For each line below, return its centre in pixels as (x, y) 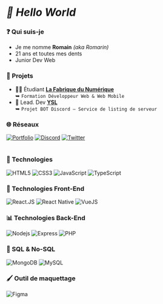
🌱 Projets (20, 76)
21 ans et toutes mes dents (48, 54)
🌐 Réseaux (23, 124)
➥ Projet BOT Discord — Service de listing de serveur (86, 108)
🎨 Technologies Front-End (45, 188)
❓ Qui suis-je (25, 32)
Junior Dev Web (35, 60)
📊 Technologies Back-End (46, 218)
